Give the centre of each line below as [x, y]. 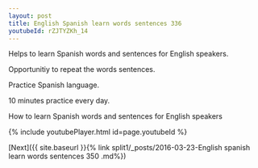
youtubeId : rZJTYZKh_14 [48, 31]
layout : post [30, 16]
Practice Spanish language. [54, 85]
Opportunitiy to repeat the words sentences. [82, 69]
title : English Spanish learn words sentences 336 [95, 23]
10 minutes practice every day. [59, 101]
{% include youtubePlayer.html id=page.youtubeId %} [98, 132]
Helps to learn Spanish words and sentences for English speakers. [119, 54]
